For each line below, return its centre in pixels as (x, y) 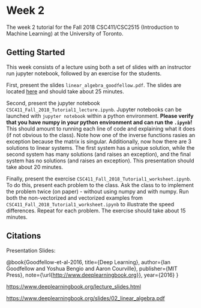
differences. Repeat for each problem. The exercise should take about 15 (96, 211)
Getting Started (36, 53)
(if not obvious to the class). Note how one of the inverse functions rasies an (101, 135)
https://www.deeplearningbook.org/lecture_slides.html (73, 286)
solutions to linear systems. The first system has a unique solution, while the (100, 147)
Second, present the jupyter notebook (53, 103)
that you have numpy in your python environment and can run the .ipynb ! (99, 122)
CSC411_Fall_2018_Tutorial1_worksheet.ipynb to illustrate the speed (90, 204)
